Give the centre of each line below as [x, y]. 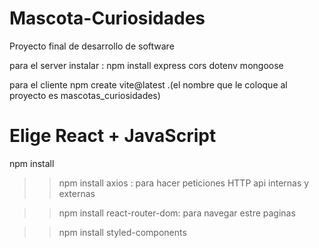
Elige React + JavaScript [113, 136]
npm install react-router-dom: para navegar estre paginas [177, 213]
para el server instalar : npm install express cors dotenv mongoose [146, 65]
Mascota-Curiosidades [107, 18]
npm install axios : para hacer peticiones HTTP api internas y [184, 183]
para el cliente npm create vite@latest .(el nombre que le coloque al [148, 84]
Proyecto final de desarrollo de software [92, 46]
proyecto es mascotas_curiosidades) [85, 95]
